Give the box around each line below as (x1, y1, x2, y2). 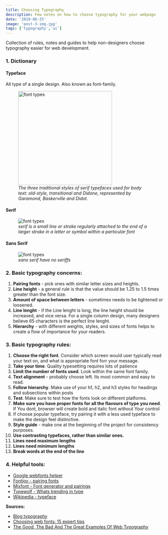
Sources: (5, 503, 25, 509)
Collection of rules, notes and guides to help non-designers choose (5, 40, 144, 46)
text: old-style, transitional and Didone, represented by (18, 190, 131, 196)
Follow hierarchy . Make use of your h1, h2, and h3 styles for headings (12, 385, 157, 391)
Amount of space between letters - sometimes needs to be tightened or (12, 296, 163, 302)
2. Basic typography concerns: (5, 269, 82, 276)
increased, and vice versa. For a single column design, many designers (12, 312, 159, 318)
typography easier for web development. (5, 45, 90, 51)
